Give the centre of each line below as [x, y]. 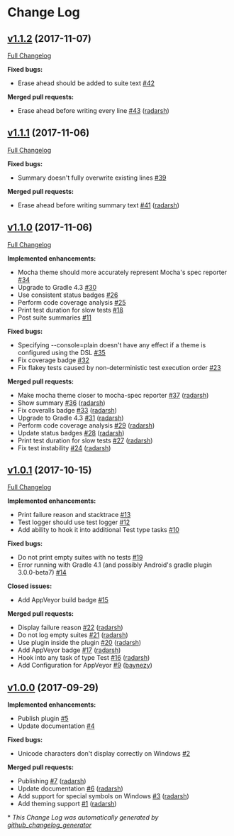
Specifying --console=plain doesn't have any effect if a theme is [112, 344]
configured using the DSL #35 [62, 352]
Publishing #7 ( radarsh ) [52, 781]
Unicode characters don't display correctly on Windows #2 [104, 754]
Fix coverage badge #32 [54, 360]
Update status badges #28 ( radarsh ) [71, 433]
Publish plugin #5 [43, 719]
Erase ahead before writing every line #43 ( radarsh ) [94, 110]
